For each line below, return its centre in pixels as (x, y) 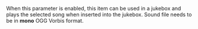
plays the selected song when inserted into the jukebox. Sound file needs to (99, 14)
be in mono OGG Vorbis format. (45, 21)
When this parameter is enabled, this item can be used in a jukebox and (94, 8)
